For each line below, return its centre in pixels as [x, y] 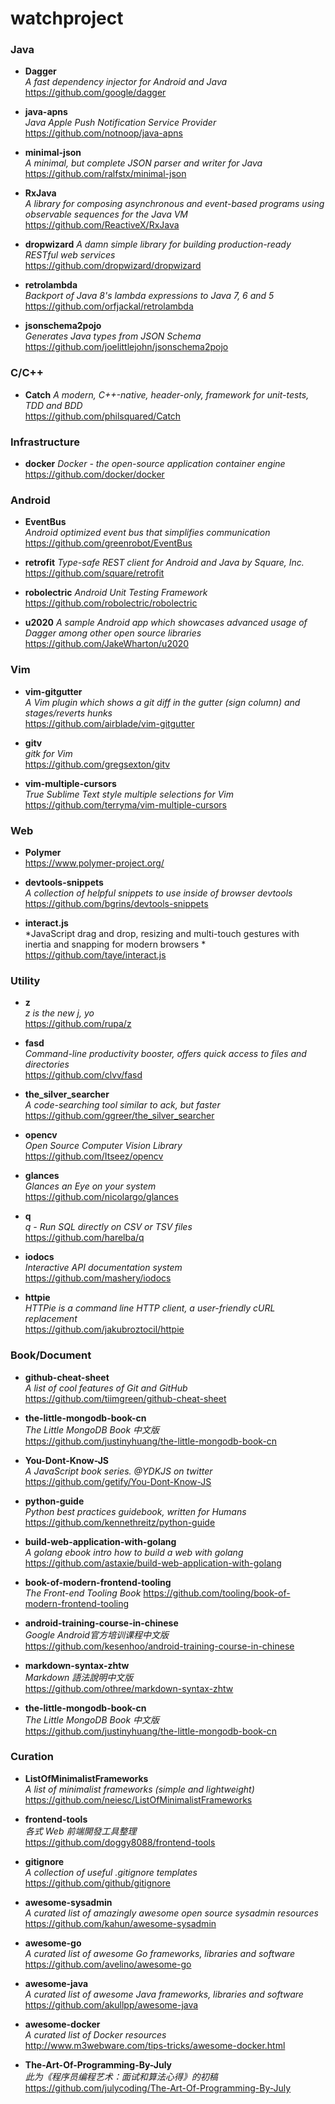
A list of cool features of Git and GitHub [106, 1388]
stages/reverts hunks [68, 713]
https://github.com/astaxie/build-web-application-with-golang [153, 1563]
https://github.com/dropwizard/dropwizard [113, 266]
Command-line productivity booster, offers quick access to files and [165, 1054]
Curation [32, 1757]
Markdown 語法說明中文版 [79, 1677]
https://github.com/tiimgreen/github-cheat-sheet [125, 1398]
